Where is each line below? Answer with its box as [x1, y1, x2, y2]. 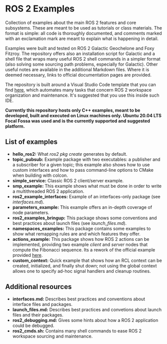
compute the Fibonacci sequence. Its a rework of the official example [12, 246, 155, 253]
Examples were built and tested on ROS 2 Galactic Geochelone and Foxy [5, 45, 154, 51]
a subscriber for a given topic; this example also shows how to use [12, 161, 150, 168]
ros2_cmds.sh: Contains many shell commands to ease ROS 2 [12, 327, 142, 333]
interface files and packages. [12, 301, 72, 307]
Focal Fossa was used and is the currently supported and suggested [5, 118, 150, 124]
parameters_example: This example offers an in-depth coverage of [12, 204, 152, 210]
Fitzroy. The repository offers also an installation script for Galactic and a [5, 51, 155, 57]
